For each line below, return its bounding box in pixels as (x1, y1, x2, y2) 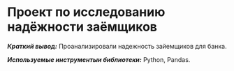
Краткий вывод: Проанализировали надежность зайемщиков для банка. (7, 42, 227, 50)
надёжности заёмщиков (7, 19, 157, 35)
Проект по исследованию (7, 4, 166, 20)
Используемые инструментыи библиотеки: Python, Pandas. (7, 55, 191, 63)
